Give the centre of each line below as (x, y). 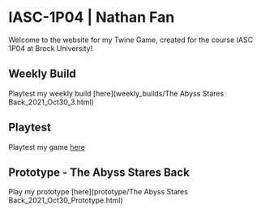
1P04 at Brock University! (51, 48)
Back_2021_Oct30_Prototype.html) (66, 200)
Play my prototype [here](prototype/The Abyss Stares (98, 192)
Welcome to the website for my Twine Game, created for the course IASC (131, 40)
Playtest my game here (47, 147)
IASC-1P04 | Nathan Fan (92, 17)
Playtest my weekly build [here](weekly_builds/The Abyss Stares (116, 93)
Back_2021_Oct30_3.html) (51, 102)
